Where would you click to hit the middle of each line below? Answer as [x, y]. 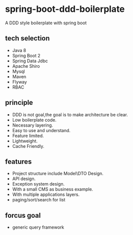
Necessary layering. [33, 125]
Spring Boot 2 [26, 55]
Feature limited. [28, 136]
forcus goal [23, 215]
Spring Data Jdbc [30, 61]
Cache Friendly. [28, 146]
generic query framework [38, 227]
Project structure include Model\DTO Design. [58, 174]
